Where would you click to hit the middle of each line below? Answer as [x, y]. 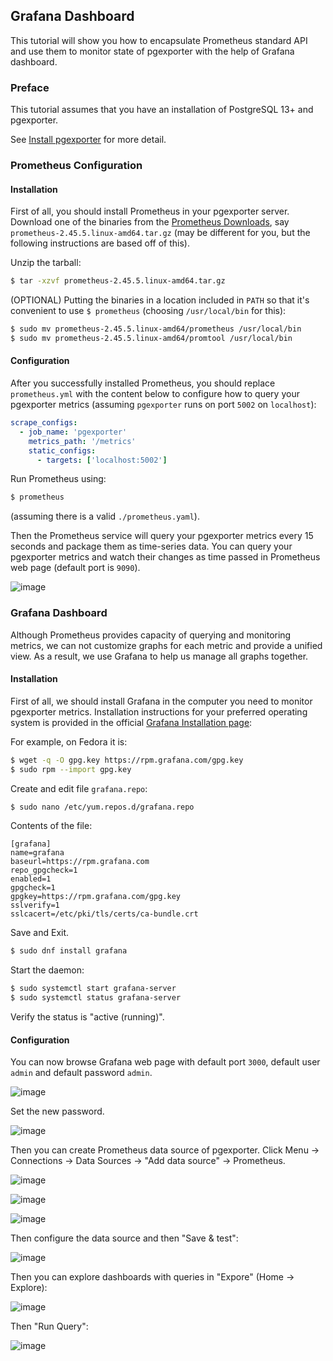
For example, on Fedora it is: [69, 741]
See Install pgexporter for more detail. [88, 140]
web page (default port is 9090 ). [75, 568]
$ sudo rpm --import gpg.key [71, 769]
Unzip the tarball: [46, 263]
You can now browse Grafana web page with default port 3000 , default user [165, 1062]
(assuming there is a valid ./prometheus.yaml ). [105, 516]
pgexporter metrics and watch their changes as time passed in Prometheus [165, 557]
